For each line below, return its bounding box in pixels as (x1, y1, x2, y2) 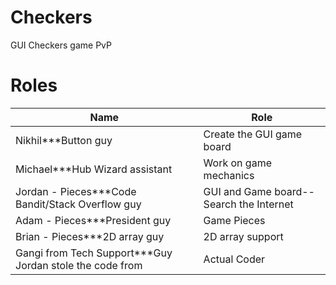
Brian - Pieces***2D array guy (15, 229, 165, 243)
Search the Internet (203, 197, 294, 211)
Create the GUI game (203, 127, 303, 141)
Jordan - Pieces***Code (15, 184, 137, 198)
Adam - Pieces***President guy (15, 213, 172, 227)
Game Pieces (203, 213, 266, 227)
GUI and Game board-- (203, 184, 315, 198)
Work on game (203, 156, 272, 170)
